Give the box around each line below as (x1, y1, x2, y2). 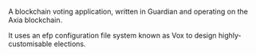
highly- (218, 31, 242, 40)
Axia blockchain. (8, 15, 63, 25)
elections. (53, 39, 86, 49)
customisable (8, 39, 53, 49)
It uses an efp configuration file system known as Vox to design (8, 31, 217, 40)
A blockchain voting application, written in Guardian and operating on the (8, 7, 249, 16)
